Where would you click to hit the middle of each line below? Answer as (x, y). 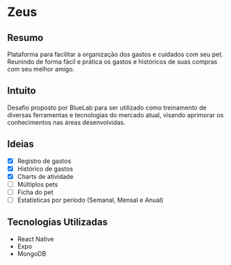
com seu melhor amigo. (41, 69)
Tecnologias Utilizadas (58, 222)
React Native (35, 239)
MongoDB (32, 253)
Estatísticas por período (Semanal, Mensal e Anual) (90, 200)
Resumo (25, 38)
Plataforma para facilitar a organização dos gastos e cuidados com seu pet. (115, 54)
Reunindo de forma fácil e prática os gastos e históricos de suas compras (112, 62)
